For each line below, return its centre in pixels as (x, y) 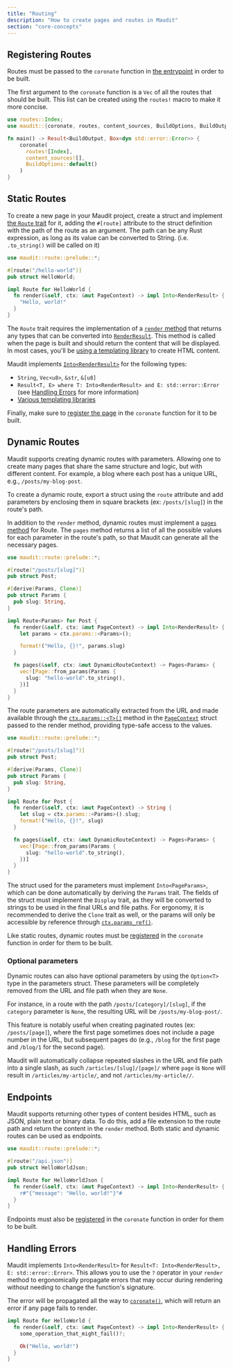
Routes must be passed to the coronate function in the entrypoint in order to (115, 71)
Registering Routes (49, 54)
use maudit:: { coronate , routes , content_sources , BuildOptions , (102, 126)
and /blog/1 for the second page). (56, 1047)
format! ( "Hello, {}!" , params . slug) (73, 646)
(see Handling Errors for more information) (78, 392)
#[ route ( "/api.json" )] (40, 1162)
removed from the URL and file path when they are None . (87, 991)
